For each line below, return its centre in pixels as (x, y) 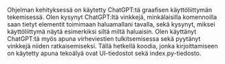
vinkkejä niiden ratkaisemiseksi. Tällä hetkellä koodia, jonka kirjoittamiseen (112, 46)
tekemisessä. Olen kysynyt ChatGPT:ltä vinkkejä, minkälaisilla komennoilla (112, 17)
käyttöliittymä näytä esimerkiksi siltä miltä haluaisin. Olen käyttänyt (102, 31)
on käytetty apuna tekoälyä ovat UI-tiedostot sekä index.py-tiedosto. (104, 53)
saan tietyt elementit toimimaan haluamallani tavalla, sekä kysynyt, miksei (111, 24)
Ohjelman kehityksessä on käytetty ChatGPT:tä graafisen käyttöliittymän (109, 10)
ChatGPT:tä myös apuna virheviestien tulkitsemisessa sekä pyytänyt (104, 39)
